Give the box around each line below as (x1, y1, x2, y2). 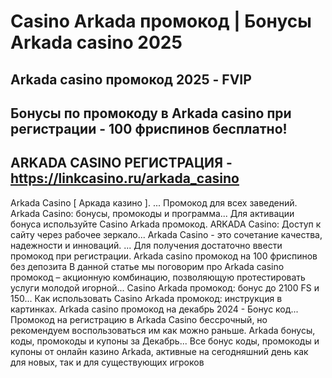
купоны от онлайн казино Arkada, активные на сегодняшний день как (10, 345, 309, 357)
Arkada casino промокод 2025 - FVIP (10, 71, 252, 88)
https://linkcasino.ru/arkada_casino (10, 170, 240, 187)
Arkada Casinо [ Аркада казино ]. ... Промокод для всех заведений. (10, 196, 298, 209)
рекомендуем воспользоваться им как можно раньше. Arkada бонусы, (10, 324, 316, 336)
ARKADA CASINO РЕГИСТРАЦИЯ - (10, 155, 233, 172)
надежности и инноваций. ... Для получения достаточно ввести (10, 239, 283, 251)
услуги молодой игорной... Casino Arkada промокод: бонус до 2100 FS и (10, 281, 320, 294)
